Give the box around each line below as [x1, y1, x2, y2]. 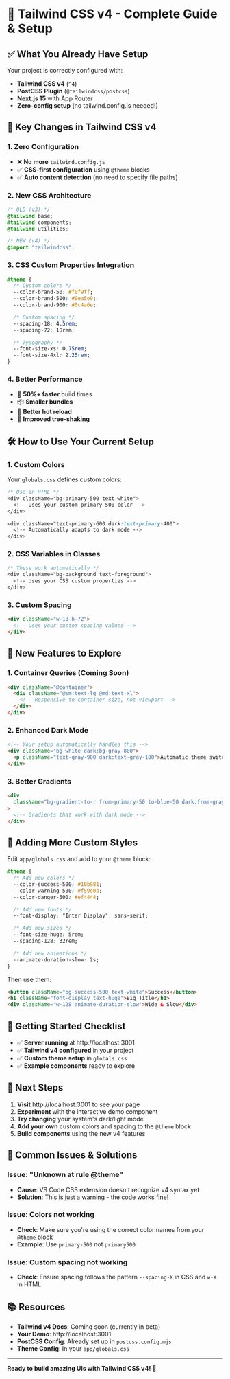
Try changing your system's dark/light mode [16, 1115, 144, 1123]
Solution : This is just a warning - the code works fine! [16, 1193, 169, 1201]
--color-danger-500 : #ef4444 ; [13, 893, 99, 900]
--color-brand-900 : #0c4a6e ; [13, 301, 97, 308]
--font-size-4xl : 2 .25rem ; [13, 352, 90, 359]
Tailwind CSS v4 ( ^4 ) [16, 80, 77, 88]
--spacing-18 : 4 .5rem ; [13, 320, 78, 327]
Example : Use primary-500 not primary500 [16, 1240, 136, 1249]
